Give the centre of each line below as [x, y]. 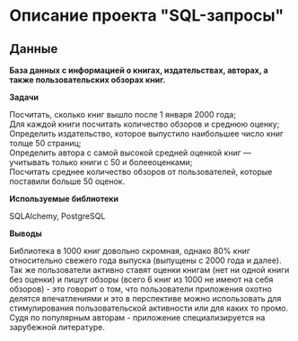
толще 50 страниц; [45, 143]
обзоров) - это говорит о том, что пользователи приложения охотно [140, 289]
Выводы [26, 233]
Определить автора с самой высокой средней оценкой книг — [130, 153]
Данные [34, 49]
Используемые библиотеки [64, 199]
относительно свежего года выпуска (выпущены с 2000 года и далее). [145, 260]
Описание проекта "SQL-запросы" [147, 16]
